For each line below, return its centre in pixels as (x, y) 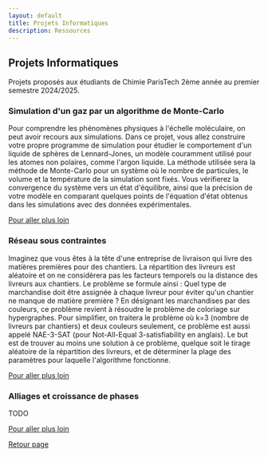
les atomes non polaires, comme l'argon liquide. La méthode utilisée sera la (132, 162)
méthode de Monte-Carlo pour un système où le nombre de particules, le (128, 171)
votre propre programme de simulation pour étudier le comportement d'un (130, 145)
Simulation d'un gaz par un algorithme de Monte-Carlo (116, 111)
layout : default (35, 16)
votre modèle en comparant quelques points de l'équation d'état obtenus (128, 196)
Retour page (29, 444)
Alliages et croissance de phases (74, 396)
